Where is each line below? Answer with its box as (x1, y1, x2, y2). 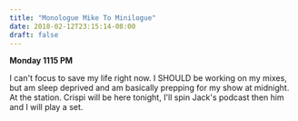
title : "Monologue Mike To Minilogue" (9, 13, 156, 23)
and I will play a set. (9, 102, 84, 113)
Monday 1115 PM (9, 55, 74, 66)
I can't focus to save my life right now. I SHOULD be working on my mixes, (9, 73, 288, 84)
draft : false (9, 30, 59, 39)
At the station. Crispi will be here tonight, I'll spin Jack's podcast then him (9, 92, 284, 103)
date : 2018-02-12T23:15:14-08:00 (9, 22, 136, 31)
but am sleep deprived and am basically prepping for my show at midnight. (9, 83, 290, 94)
